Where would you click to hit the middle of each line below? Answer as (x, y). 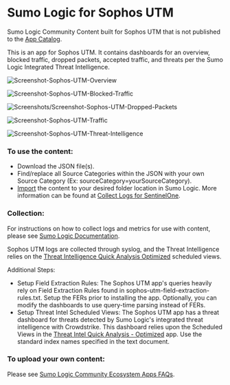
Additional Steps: (31, 269)
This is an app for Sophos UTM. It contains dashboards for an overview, (109, 52)
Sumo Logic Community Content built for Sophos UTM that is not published (114, 32)
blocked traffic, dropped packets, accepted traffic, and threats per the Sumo (115, 59)
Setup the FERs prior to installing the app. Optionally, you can (130, 298)
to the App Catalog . (35, 38)
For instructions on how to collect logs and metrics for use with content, (109, 228)
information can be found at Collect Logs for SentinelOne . (99, 196)
